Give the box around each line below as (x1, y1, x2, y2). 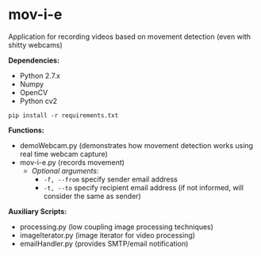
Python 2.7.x (19, 71, 61, 80)
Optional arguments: (31, 166, 99, 175)
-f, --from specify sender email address (43, 174, 178, 184)
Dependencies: (8, 55, 60, 65)
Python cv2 (19, 96, 58, 105)
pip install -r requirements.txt (8, 111, 119, 120)
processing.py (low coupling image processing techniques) (19, 222, 214, 231)
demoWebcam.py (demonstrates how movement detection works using (19, 140, 254, 150)
